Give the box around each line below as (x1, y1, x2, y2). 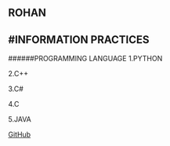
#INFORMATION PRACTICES (8, 33, 150, 46)
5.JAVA (8, 115, 31, 124)
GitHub (8, 130, 31, 140)
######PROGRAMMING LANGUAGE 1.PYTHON (8, 54, 163, 64)
